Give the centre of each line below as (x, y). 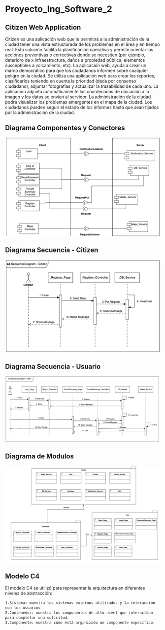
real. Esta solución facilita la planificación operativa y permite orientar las (79, 50)
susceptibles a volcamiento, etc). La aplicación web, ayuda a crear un (76, 65)
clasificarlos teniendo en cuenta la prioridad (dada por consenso (71, 81)
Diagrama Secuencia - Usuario (53, 366)
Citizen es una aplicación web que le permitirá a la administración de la (77, 39)
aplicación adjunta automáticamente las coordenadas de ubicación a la (77, 92)
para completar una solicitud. (37, 618)
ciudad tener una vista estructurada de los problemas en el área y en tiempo (82, 44)
